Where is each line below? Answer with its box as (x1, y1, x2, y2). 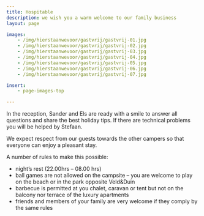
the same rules (15, 204, 53, 212)
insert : (6, 82, 26, 89)
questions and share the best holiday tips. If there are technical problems (6, 117, 191, 124)
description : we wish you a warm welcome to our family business (6, 15, 176, 21)
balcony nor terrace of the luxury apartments (15, 191, 129, 199)
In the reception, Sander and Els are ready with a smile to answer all (6, 110, 178, 117)
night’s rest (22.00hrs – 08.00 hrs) (15, 165, 102, 173)
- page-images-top (17, 88, 64, 94)
